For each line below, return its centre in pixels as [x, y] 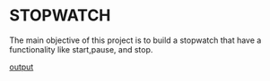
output [22, 67]
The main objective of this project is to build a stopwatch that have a [135, 40]
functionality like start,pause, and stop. [81, 49]
